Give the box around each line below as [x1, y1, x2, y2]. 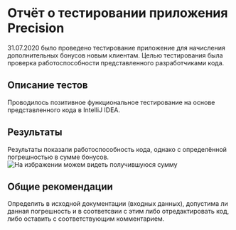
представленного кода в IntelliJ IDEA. [7, 105, 121, 114]
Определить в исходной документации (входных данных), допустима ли [7, 199, 229, 208]
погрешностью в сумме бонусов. [7, 153, 109, 161]
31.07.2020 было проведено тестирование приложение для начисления [7, 43, 225, 52]
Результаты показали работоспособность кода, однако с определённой [7, 145, 227, 153]
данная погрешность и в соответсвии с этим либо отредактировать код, [7, 207, 230, 216]
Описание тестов [7, 80, 88, 92]
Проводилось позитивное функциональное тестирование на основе [7, 98, 215, 106]
